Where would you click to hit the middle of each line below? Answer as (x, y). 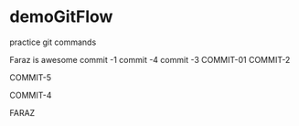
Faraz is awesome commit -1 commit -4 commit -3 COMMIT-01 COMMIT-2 (150, 59)
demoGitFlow (61, 17)
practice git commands (53, 42)
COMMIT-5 (31, 77)
